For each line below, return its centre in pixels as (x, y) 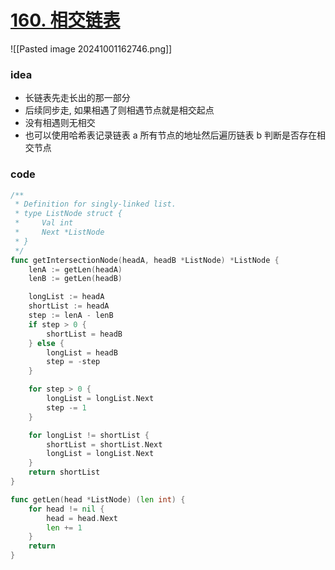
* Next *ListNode (59, 232)
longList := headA (66, 297)
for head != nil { (66, 509)
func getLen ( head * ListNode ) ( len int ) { (98, 499)
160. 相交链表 (65, 20)
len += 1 (64, 527)
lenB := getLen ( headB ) (75, 279)
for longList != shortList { (89, 435)
